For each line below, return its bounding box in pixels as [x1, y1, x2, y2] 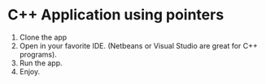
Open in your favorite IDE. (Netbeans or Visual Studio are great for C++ [19, 40, 258, 50]
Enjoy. [19, 66, 41, 76]
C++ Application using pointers [7, 6, 225, 24]
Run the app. [19, 58, 63, 68]
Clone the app [19, 32, 68, 42]
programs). [19, 49, 58, 59]
